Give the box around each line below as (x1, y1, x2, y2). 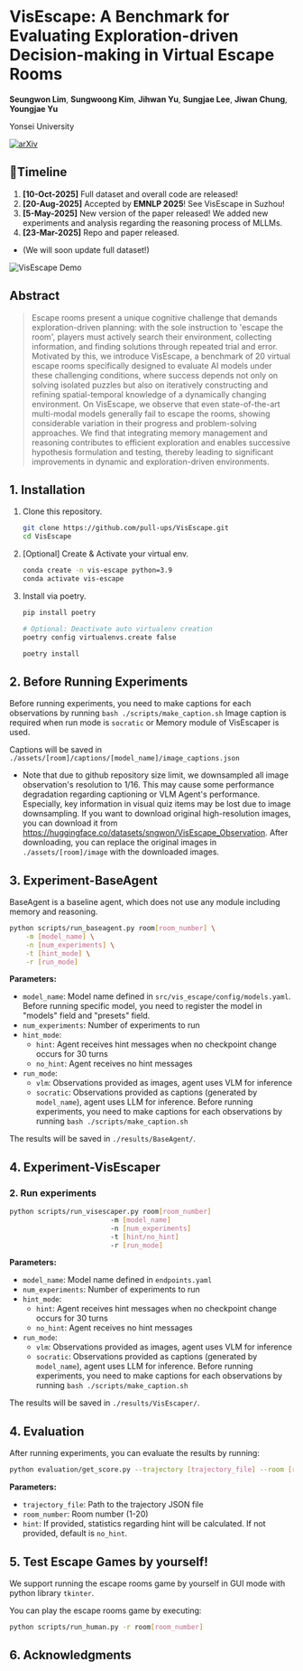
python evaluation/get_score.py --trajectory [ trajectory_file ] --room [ (9, 1465, 293, 1474)
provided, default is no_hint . (22, 1528, 128, 1539)
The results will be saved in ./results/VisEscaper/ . (9, 1397, 200, 1408)
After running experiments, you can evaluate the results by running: (9, 1448, 260, 1459)
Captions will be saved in (9, 744, 102, 755)
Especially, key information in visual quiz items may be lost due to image (22, 798, 291, 809)
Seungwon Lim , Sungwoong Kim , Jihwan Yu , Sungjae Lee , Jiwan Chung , (9, 93, 288, 105)
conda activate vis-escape (22, 574, 124, 583)
